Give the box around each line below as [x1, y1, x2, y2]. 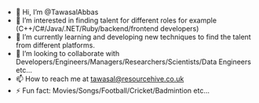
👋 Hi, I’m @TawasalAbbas [15, 8, 99, 16]
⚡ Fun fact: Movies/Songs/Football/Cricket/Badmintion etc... [15, 86, 210, 95]
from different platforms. [15, 41, 96, 50]
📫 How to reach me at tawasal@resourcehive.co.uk [15, 74, 184, 83]
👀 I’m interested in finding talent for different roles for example [15, 16, 217, 25]
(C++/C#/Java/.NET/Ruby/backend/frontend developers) [15, 24, 199, 33]
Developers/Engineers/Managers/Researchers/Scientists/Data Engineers [15, 57, 251, 66]
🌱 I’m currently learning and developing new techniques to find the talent [15, 32, 251, 41]
